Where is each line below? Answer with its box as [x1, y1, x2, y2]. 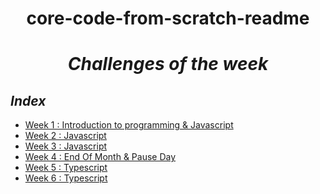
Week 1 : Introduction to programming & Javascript [24, 119, 234, 131]
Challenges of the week [67, 53, 269, 76]
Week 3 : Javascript [24, 140, 108, 152]
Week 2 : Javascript [24, 130, 107, 142]
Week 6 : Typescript [24, 172, 108, 184]
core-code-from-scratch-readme [26, 7, 310, 30]
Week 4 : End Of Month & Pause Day [24, 151, 177, 163]
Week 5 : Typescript [24, 162, 108, 174]
